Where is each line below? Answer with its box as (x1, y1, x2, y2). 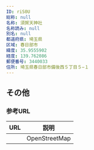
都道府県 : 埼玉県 (6, 36, 43, 42)
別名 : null (6, 31, 31, 37)
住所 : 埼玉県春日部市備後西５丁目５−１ (6, 64, 89, 70)
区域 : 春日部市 (6, 42, 38, 48)
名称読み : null (6, 25, 40, 32)
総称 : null (6, 14, 31, 20)
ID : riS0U (6, 8, 31, 15)
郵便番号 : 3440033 (6, 58, 48, 64)
